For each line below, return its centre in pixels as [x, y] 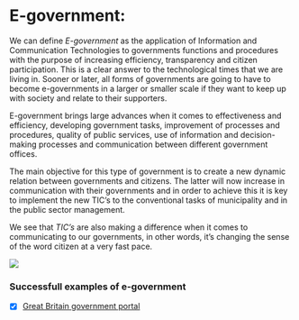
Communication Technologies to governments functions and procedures [144, 50]
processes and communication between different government [153, 144]
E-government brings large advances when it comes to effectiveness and [145, 115]
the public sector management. [68, 209]
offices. [23, 153]
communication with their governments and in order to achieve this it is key [149, 190]
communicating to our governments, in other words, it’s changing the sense [149, 236]
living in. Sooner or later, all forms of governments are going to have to [140, 78]
